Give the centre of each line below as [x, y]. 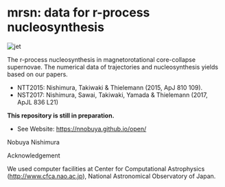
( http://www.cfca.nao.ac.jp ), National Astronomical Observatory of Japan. [111, 176]
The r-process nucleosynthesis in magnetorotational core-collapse [102, 59]
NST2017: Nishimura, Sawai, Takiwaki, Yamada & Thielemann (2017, [112, 95]
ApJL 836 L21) [38, 102]
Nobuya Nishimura [34, 142]
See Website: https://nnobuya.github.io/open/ [82, 129]
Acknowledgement [34, 155]
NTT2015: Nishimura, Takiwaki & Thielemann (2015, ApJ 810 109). [110, 87]
